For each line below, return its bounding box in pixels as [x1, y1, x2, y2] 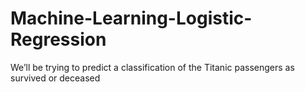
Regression [10, 28, 107, 51]
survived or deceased [10, 72, 101, 84]
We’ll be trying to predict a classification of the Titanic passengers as [10, 61, 295, 73]
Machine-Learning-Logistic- [10, 7, 253, 30]
